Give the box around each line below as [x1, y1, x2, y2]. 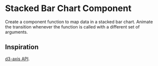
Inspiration [5, 43, 39, 51]
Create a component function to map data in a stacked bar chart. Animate [5, 19, 153, 25]
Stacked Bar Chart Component [5, 3, 132, 14]
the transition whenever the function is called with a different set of [5, 24, 140, 29]
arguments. [5, 29, 28, 35]
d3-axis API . [5, 56, 30, 62]
